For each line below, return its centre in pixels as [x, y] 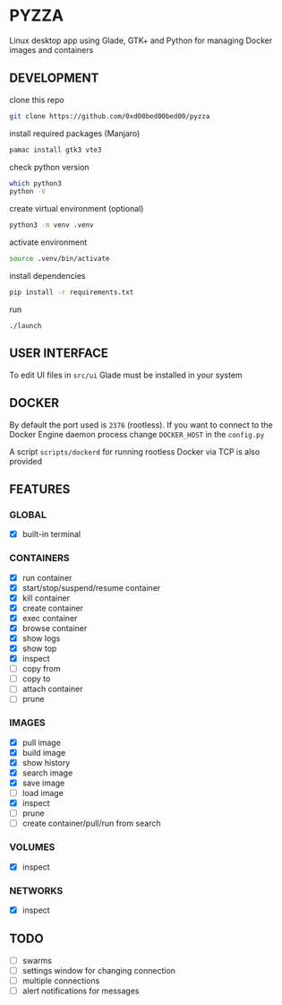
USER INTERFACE [59, 354]
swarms [37, 960]
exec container [50, 618]
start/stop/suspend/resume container [91, 587]
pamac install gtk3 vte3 [56, 150]
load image [43, 793]
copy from [41, 669]
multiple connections [61, 980]
